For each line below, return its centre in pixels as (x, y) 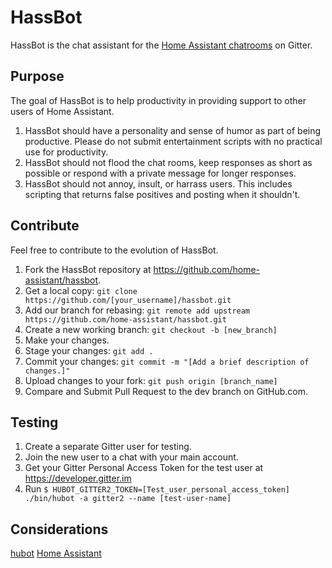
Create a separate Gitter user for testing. (108, 447)
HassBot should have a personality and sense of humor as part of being (173, 130)
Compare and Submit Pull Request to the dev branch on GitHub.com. (166, 391)
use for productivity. (66, 152)
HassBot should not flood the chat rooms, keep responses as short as (168, 162)
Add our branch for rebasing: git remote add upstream (137, 310)
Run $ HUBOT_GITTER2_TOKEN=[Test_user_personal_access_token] (157, 489)
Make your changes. (67, 340)
